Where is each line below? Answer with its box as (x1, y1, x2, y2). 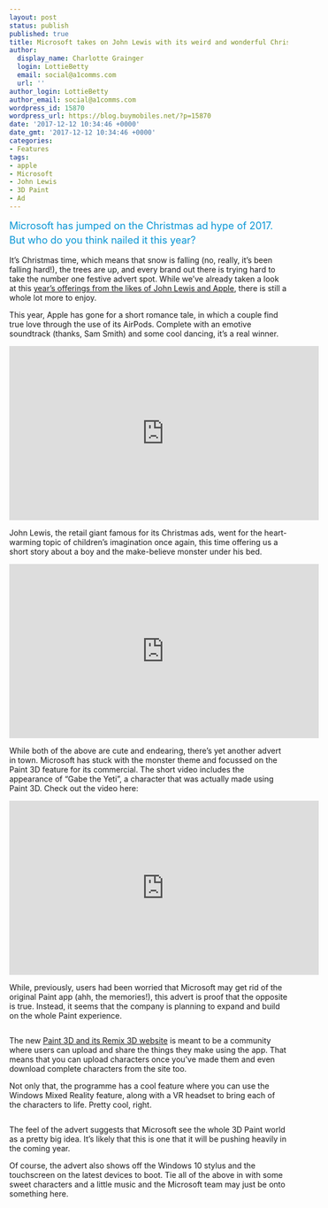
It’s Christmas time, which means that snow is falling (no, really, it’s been (9, 254, 272, 265)
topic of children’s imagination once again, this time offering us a (42, 536, 278, 547)
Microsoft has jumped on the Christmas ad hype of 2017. (9, 219, 274, 232)
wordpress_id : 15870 (9, 104, 86, 112)
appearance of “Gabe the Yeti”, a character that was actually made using (9, 773, 274, 784)
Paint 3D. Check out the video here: (9, 782, 139, 793)
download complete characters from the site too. (9, 1063, 187, 1073)
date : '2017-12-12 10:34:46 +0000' (9, 120, 141, 129)
